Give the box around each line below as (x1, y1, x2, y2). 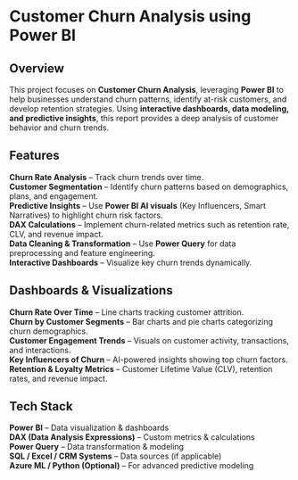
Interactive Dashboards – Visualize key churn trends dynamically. (9, 257, 252, 268)
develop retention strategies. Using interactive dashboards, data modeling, (9, 103, 290, 113)
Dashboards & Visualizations (9, 283, 173, 298)
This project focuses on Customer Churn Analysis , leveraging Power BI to (9, 85, 284, 95)
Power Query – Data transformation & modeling (9, 442, 185, 452)
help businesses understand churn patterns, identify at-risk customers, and (9, 94, 287, 104)
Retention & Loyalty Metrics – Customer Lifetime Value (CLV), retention (9, 363, 273, 374)
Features (9, 148, 60, 163)
